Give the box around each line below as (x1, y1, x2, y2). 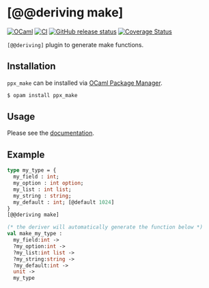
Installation (7, 60, 56, 73)
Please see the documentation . (7, 129, 94, 138)
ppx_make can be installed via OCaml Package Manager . (7, 79, 163, 87)
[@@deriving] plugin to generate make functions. (7, 40, 144, 49)
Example (7, 148, 45, 160)
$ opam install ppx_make (7, 92, 78, 99)
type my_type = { (7, 167, 57, 174)
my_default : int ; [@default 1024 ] (13, 198, 115, 206)
